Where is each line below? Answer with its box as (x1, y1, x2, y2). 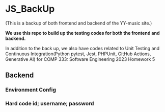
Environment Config (5, 86, 57, 94)
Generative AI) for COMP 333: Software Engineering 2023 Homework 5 (5, 56, 155, 62)
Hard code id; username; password (5, 100, 94, 107)
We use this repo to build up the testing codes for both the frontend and (5, 30, 160, 36)
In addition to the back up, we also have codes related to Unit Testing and (5, 45, 159, 51)
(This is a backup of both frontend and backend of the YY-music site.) (5, 20, 152, 26)
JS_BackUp (5, 3, 55, 15)
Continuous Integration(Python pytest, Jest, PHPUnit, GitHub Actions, (5, 51, 151, 57)
